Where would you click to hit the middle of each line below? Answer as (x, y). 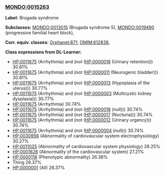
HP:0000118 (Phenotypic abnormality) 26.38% (60, 157)
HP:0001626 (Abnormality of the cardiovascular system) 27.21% (78, 152)
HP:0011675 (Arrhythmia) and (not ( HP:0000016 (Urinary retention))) (82, 62)
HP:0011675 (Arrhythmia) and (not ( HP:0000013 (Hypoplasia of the (81, 83)
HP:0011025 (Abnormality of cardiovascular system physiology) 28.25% (86, 147)
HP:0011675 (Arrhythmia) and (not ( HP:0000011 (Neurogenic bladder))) (85, 72)
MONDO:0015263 (27, 7)
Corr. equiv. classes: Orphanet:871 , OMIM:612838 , (58, 42)
